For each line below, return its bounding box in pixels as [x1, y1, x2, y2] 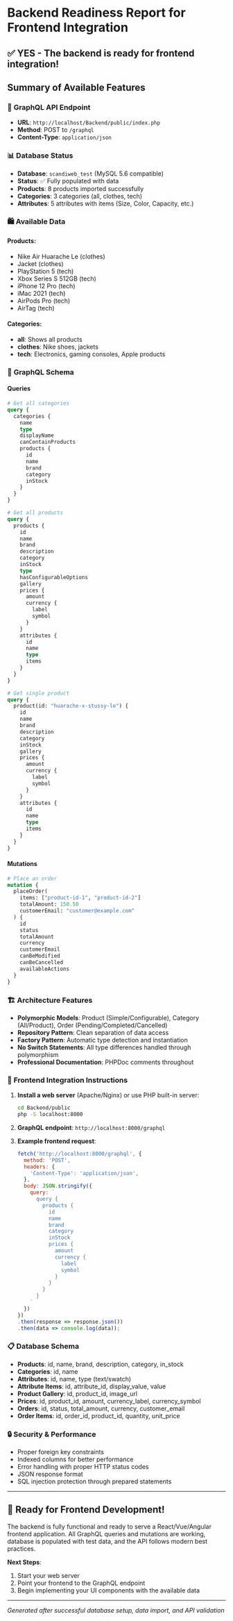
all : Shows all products [17, 335, 83, 343]
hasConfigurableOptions [19, 574, 89, 581]
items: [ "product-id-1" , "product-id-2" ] [19, 895, 141, 901]
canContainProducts [19, 439, 76, 446]
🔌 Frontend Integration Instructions [7, 1075, 128, 1085]
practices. [7, 1544, 36, 1553]
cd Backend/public [17, 1104, 71, 1112]
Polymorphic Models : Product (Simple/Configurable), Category [17, 1013, 200, 1022]
